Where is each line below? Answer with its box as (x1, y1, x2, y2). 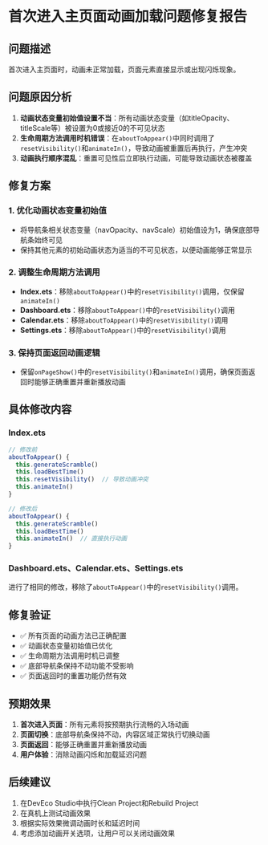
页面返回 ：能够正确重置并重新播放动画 (19, 740, 147, 750)
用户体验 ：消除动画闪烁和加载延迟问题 (19, 750, 147, 759)
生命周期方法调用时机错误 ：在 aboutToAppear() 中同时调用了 (19, 133, 215, 143)
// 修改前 (8, 445, 38, 453)
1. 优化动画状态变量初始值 (8, 205, 107, 217)
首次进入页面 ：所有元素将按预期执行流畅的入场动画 (19, 720, 189, 729)
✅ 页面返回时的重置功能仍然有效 (19, 671, 127, 680)
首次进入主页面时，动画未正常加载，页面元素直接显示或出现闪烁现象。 (8, 65, 241, 74)
